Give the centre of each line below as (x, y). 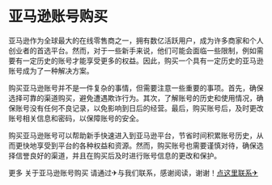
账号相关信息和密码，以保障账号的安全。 (76, 118)
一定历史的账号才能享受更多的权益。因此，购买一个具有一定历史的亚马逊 (143, 61)
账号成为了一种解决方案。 (51, 70)
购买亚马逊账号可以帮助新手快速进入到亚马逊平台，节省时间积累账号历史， (132, 135)
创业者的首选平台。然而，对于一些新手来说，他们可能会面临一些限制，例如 (132, 50)
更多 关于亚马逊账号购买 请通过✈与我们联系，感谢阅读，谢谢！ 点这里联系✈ (134, 172)
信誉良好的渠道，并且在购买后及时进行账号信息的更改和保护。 (118, 155)
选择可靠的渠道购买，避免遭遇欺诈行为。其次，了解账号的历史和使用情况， (132, 98)
